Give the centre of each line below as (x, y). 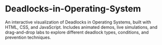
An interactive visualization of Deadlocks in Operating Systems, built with (78, 22)
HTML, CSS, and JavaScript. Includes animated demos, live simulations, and (81, 27)
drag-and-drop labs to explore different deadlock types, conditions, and (77, 32)
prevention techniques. (28, 37)
